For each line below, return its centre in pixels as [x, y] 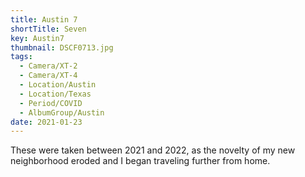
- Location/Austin [58, 85]
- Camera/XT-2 [48, 66]
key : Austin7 [37, 38]
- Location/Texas [55, 94]
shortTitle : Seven [48, 29]
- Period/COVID [51, 103]
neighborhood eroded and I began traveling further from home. [140, 161]
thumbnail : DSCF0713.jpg [62, 47]
